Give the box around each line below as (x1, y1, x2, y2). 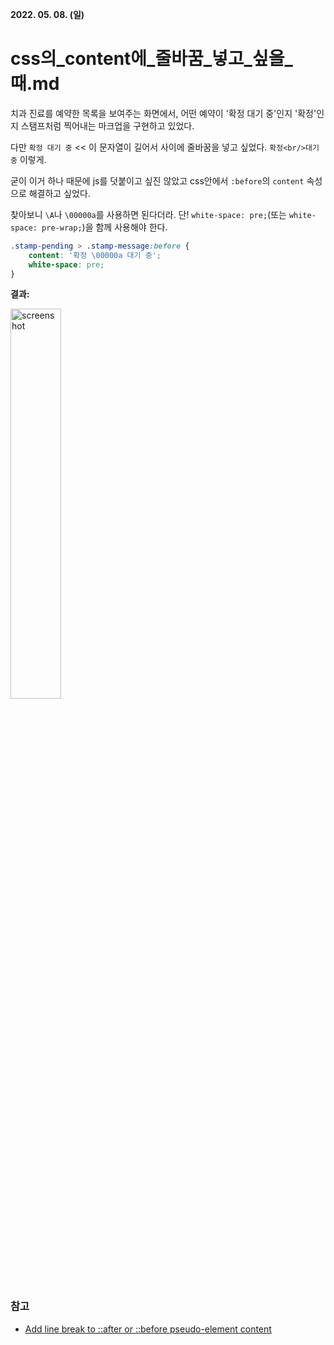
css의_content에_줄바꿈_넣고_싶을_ (10, 48, 293, 70)
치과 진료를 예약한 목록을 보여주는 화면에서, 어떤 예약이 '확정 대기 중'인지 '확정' (10, 107, 317, 119)
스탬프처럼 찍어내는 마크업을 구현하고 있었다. (20, 119, 195, 132)
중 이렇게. (10, 153, 47, 165)
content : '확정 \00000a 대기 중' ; (28, 250, 162, 260)
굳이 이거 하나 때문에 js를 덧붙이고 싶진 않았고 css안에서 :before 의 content (10, 174, 305, 187)
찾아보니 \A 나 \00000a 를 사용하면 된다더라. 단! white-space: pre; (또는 (10, 208, 287, 220)
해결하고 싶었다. (28, 187, 91, 199)
